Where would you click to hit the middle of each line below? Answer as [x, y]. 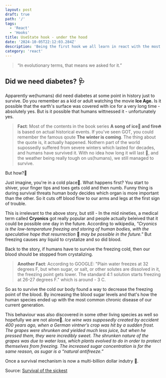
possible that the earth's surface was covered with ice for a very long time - [83, 106]
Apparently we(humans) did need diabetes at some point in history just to [80, 96]
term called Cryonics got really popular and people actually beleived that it [82, 219]
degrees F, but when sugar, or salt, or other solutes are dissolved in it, [88, 269]
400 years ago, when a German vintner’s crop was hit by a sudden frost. [80, 325]
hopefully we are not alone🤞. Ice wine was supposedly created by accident [82, 320]
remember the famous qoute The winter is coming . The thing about [86, 137]
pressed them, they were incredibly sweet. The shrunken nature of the [77, 336]
